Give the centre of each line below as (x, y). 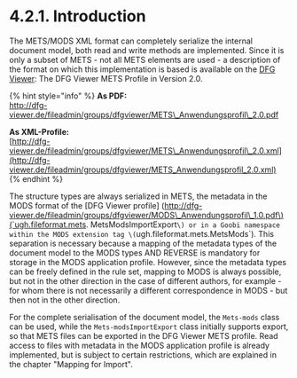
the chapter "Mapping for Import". (71, 364)
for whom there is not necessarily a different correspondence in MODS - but (148, 290)
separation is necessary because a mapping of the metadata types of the (143, 243)
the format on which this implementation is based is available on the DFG (142, 69)
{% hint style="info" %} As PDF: (68, 96)
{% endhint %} (36, 178)
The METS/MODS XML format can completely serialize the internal (131, 41)
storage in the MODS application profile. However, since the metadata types (148, 262)
